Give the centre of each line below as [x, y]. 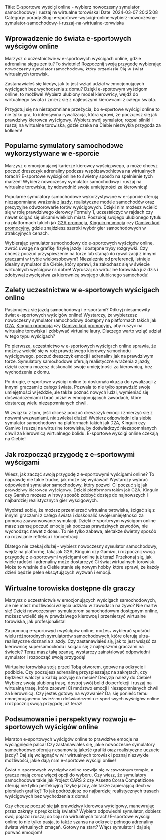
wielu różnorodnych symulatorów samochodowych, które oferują [71, 636]
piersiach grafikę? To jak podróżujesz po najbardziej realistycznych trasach [82, 791]
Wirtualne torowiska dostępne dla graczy [70, 588]
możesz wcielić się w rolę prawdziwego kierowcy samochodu [68, 351]
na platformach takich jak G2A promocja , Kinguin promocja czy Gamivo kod [82, 222]
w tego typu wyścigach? [30, 336]
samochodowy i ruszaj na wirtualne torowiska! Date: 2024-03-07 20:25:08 [82, 12]
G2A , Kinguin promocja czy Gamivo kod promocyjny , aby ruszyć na [74, 326]
